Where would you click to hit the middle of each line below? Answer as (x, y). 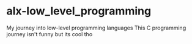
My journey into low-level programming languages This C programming (96, 28)
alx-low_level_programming (79, 11)
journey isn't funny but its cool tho (50, 34)
